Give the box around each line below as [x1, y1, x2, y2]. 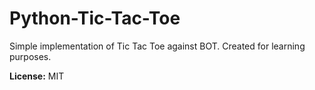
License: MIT [9, 70, 65, 82]
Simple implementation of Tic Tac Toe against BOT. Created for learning [9, 40, 306, 52]
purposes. [9, 50, 52, 62]
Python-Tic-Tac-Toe [9, 7, 181, 30]
